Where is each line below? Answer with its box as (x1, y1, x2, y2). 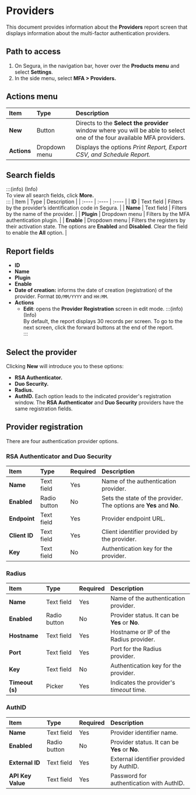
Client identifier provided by (101, 528, 178, 536)
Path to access (6, 47, 61, 57)
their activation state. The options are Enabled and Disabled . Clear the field (6, 223, 188, 230)
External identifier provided (110, 755, 185, 763)
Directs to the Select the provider (75, 119, 169, 127)
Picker (45, 682, 64, 690)
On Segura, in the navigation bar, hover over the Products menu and (14, 62, 180, 69)
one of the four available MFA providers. (75, 133, 185, 142)
